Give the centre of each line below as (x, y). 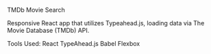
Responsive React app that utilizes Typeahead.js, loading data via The (106, 23)
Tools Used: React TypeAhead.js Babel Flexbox (74, 43)
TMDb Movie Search (36, 10)
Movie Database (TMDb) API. (48, 30)
